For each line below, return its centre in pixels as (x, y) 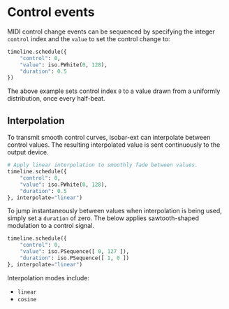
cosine (27, 299)
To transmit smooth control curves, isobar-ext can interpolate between (109, 138)
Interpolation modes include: (48, 278)
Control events (51, 12)
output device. (28, 152)
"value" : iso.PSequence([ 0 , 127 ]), (75, 252)
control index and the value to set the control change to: (89, 38)
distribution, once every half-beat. (56, 99)
